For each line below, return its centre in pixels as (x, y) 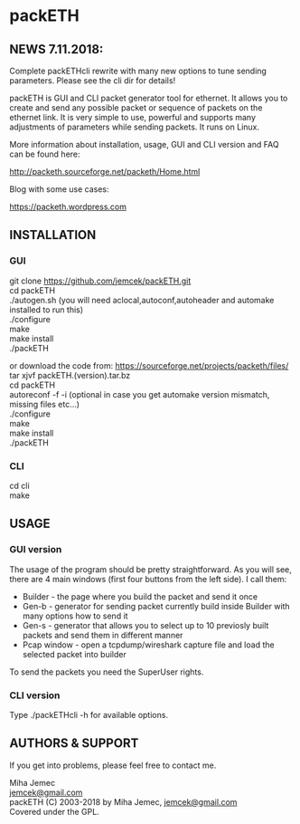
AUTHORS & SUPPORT (74, 743)
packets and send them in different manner (103, 635)
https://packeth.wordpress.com (68, 206)
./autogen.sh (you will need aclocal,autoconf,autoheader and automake (142, 300)
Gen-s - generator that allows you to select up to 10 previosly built (145, 625)
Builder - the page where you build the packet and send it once (140, 596)
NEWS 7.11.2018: (56, 49)
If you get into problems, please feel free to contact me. (113, 765)
